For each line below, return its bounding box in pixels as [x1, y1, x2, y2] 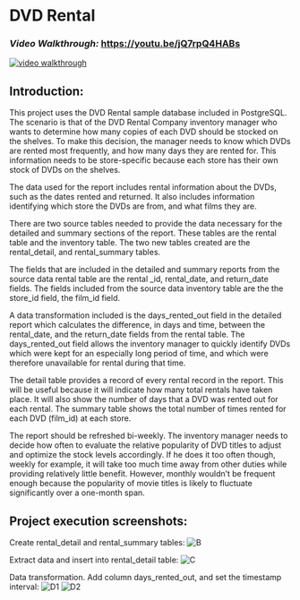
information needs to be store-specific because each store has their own [9, 155, 279, 166]
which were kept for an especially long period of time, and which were [9, 348, 269, 359]
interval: [9, 581, 39, 592]
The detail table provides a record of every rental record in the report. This [9, 375, 284, 386]
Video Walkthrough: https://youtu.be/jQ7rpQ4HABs [9, 38, 241, 50]
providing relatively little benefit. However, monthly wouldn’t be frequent [9, 468, 276, 479]
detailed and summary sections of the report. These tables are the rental [9, 227, 278, 238]
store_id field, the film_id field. [9, 293, 121, 304]
